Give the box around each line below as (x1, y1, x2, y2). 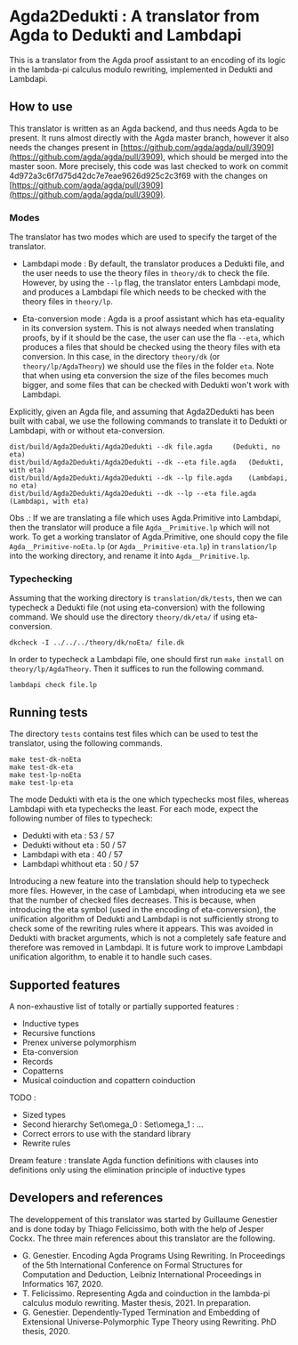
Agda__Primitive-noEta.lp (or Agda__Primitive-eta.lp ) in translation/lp (9, 541, 278, 552)
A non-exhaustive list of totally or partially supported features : (9, 1001, 239, 1011)
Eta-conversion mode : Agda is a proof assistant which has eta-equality (21, 313, 285, 324)
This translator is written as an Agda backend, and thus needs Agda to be (9, 123, 278, 134)
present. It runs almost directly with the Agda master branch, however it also (9, 132, 289, 143)
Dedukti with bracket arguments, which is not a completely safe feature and (9, 933, 286, 944)
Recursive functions (21, 1027, 96, 1038)
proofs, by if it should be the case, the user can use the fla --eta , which (21, 332, 285, 344)
